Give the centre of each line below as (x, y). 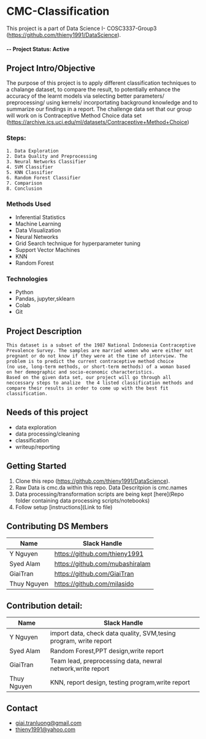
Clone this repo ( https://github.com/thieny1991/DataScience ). (93, 481)
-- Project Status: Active (38, 49)
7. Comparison (25, 183)
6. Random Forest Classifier (44, 178)
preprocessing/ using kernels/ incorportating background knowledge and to (102, 103)
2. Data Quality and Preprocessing (52, 156)
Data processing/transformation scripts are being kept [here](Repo (99, 494)
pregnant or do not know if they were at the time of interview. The (97, 356)
